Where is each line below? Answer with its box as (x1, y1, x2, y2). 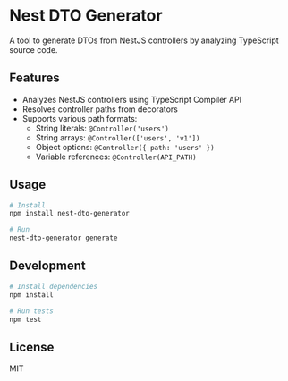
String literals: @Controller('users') (35, 123, 170, 133)
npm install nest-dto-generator (9, 209, 130, 218)
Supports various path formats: (21, 113, 138, 123)
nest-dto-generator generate (9, 233, 118, 242)
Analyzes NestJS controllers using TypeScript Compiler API (21, 94, 242, 105)
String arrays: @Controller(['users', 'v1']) (35, 131, 200, 143)
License (9, 339, 55, 354)
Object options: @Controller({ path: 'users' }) (35, 141, 215, 152)
